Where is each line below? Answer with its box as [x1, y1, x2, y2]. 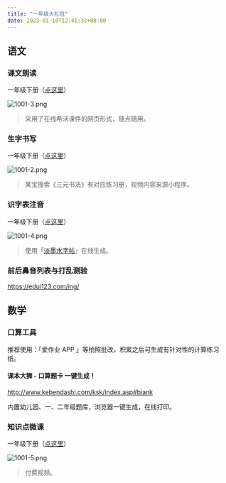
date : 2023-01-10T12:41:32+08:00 [7, 17, 107, 24]
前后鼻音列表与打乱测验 [7, 266, 87, 276]
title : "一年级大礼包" [7, 10, 68, 18]
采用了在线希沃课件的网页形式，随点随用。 [24, 114, 150, 123]
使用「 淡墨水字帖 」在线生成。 [24, 246, 112, 254]
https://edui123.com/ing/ [7, 282, 80, 291]
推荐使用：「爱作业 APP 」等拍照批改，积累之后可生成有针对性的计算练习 [7, 345, 220, 354]
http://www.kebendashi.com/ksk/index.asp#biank [7, 388, 154, 396]
